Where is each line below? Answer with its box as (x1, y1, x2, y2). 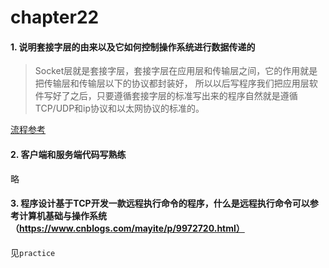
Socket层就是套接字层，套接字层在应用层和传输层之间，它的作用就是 (34, 65, 318, 77)
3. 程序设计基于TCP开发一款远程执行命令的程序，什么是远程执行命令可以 (10, 197, 310, 210)
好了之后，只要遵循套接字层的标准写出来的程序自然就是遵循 (52, 90, 298, 102)
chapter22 (10, 6, 100, 29)
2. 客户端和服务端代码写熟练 (10, 148, 127, 160)
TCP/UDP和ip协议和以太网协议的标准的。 (34, 102, 205, 115)
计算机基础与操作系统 (18, 210, 107, 222)
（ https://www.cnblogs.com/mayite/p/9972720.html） (10, 222, 245, 235)
